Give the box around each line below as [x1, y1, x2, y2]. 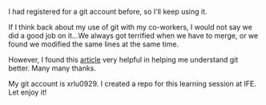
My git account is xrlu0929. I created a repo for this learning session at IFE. [8, 79, 256, 88]
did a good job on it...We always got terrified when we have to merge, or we [8, 31, 259, 40]
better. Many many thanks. [8, 63, 96, 73]
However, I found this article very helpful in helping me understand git [8, 55, 239, 64]
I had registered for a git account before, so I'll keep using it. [8, 7, 208, 16]
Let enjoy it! [8, 87, 47, 97]
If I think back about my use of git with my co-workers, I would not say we [8, 22, 252, 31]
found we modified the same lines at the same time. [8, 39, 179, 49]
